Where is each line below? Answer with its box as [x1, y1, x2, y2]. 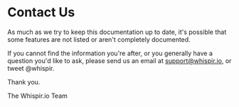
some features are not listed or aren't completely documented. [7, 35, 191, 43]
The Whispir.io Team [7, 91, 68, 100]
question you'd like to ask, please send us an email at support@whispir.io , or [7, 56, 232, 64]
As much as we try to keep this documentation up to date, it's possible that [7, 28, 227, 36]
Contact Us [7, 4, 75, 21]
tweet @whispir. [7, 64, 55, 72]
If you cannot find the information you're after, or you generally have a [7, 49, 213, 57]
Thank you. [7, 77, 41, 86]
